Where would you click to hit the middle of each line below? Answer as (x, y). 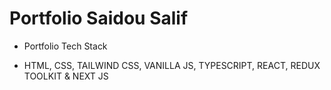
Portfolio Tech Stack (65, 46)
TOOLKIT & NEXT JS (66, 76)
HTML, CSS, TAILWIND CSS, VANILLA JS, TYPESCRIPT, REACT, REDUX (172, 65)
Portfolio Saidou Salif (99, 18)
